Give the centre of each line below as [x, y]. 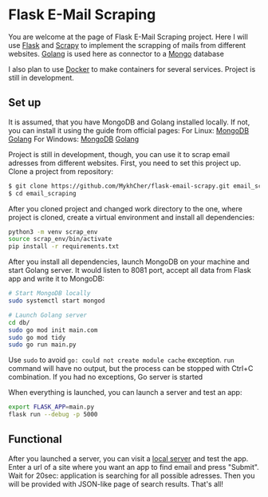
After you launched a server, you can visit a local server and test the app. [128, 458]
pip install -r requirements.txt [64, 247]
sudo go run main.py [43, 345]
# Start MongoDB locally [49, 294]
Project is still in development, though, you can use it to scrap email [119, 154]
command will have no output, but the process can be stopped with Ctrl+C [131, 369]
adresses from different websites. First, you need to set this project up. [125, 163]
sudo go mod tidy [37, 337]
